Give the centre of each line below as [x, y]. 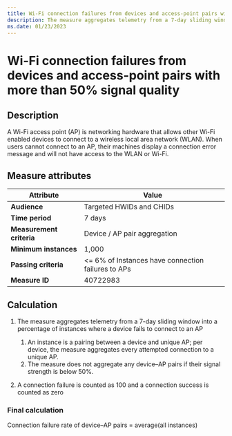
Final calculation [36, 410]
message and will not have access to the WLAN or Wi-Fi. [88, 154]
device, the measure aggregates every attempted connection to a [120, 349]
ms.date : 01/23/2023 [37, 26]
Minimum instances [44, 249]
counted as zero [40, 392]
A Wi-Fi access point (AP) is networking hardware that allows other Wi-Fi [111, 132]
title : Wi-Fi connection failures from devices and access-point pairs [112, 13]
